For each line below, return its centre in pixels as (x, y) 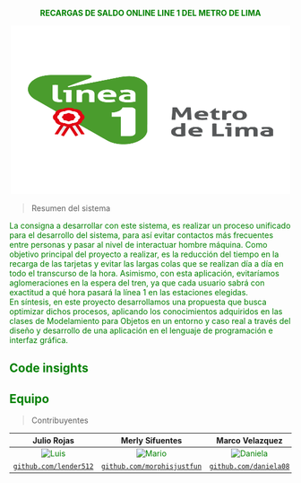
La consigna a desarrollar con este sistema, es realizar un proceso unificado (150, 225)
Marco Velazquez (249, 440)
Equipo (29, 399)
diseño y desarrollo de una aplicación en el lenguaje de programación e (141, 330)
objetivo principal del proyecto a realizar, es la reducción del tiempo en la (144, 254)
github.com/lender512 (53, 467)
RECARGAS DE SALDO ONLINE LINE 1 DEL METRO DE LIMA (150, 13)
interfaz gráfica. (39, 340)
